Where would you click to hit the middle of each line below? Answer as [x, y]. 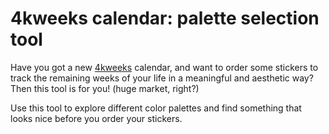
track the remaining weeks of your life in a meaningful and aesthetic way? [162, 78]
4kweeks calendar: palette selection [165, 18]
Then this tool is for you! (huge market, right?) [105, 88]
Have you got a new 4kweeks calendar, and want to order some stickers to [164, 67]
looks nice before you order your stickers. [96, 118]
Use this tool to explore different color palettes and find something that [156, 108]
